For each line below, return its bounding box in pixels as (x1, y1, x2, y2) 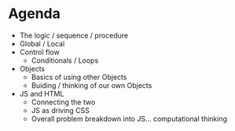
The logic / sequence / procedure (19, 31, 129, 40)
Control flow (19, 47, 61, 56)
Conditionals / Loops (31, 56, 99, 65)
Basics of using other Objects (31, 72, 127, 82)
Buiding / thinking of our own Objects (31, 80, 152, 90)
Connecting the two (31, 97, 96, 107)
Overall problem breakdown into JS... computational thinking (31, 114, 228, 123)
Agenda (8, 5, 61, 23)
